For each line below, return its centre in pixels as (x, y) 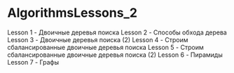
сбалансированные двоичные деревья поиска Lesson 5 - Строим (106, 47)
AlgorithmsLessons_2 (73, 13)
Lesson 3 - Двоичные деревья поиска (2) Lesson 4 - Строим (98, 39)
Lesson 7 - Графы (33, 62)
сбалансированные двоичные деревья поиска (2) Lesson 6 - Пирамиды (115, 55)
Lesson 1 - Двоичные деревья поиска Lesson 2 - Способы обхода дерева (117, 32)
